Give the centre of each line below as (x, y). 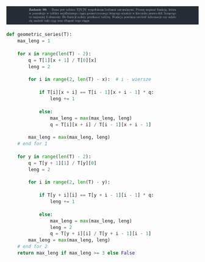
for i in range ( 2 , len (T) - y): (70, 182)
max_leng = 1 (34, 41)
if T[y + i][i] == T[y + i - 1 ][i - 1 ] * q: (96, 195)
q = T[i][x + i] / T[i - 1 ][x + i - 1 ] (100, 124)
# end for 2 (32, 247)
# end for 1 (32, 144)
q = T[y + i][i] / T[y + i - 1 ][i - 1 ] (100, 234)
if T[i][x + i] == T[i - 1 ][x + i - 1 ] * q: (96, 93)
